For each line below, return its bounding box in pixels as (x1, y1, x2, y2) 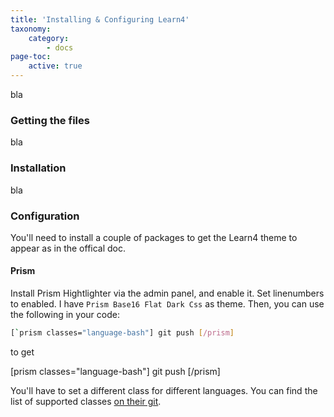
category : (28, 33, 70, 43)
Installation (10, 161, 67, 175)
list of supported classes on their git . (10, 395, 162, 407)
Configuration (10, 209, 80, 223)
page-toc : (10, 52, 52, 62)
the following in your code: (10, 309, 120, 321)
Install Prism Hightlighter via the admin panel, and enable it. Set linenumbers (10, 287, 325, 300)
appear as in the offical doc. (10, 242, 127, 254)
